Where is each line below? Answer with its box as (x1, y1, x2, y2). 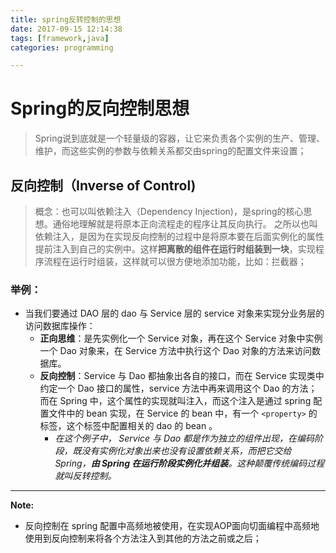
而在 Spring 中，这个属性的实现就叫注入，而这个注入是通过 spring (39, 395, 312, 407)
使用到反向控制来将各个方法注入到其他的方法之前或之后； (24, 532, 262, 545)
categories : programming (10, 42, 114, 53)
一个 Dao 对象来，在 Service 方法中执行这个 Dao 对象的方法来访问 (39, 345, 312, 357)
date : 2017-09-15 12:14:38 (10, 24, 123, 34)
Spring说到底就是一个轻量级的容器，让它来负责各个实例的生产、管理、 (34, 132, 326, 145)
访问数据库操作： (24, 320, 96, 332)
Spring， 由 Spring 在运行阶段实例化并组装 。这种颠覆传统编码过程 (54, 457, 325, 470)
